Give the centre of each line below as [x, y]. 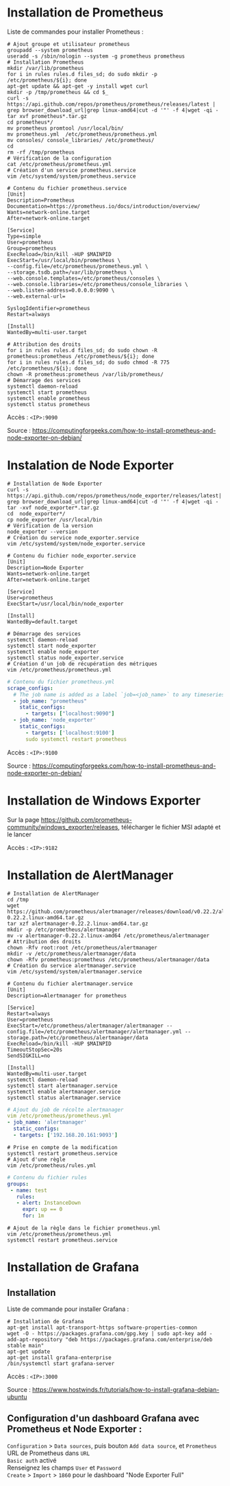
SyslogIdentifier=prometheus [49, 308]
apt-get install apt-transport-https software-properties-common [102, 1328]
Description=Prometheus [41, 200]
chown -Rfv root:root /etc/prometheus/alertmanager [82, 947]
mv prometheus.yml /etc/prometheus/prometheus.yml [82, 134]
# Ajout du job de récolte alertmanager [66, 1109]
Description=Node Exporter [46, 567]
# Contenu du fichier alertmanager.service [70, 983]
